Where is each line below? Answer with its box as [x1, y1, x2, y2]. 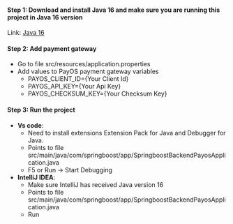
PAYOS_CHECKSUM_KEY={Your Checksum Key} [27, 89, 167, 98]
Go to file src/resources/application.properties [17, 60, 151, 68]
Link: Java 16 [7, 29, 45, 37]
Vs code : [17, 121, 44, 129]
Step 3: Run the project [7, 105, 75, 114]
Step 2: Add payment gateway [7, 44, 97, 52]
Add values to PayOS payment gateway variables [17, 67, 159, 76]
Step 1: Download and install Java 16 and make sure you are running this [7, 6, 220, 14]
